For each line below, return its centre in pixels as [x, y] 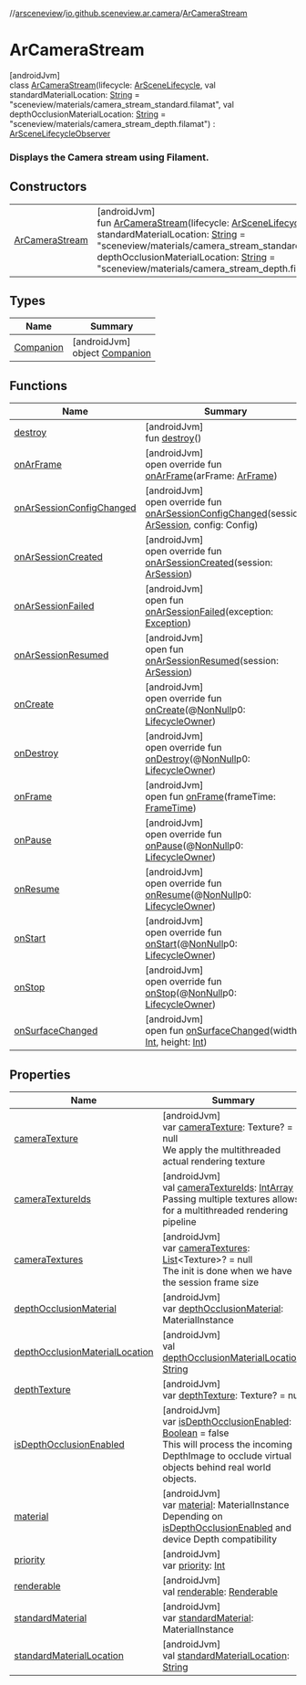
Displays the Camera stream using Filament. [109, 157]
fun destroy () [173, 438]
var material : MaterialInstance [226, 1505]
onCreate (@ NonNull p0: [195, 710]
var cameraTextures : [206, 1248]
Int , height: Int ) [176, 1042]
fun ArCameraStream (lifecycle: [163, 223]
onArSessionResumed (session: [212, 661]
